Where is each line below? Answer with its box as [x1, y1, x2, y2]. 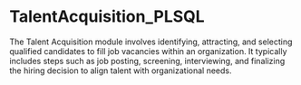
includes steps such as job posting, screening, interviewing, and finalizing [9, 55, 286, 66]
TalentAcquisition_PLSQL [9, 6, 206, 27]
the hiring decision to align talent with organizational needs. [9, 65, 232, 76]
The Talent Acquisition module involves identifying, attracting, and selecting [9, 36, 293, 47]
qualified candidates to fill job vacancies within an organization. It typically [9, 45, 287, 56]
